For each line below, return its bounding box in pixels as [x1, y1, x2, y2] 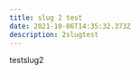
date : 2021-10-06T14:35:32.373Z [9, 22, 131, 31]
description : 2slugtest [9, 30, 99, 39]
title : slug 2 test [9, 13, 83, 23]
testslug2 [9, 55, 44, 66]
